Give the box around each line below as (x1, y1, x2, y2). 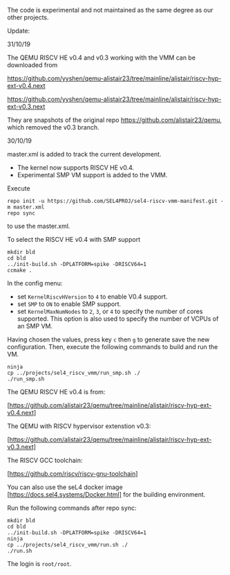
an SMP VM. (17, 322, 53, 330)
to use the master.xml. (7, 222, 70, 230)
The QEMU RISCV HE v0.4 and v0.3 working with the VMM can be (7, 53, 195, 62)
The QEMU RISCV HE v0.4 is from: (7, 388, 106, 396)
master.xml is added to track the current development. (7, 150, 162, 158)
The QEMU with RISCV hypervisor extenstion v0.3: (7, 422, 151, 430)
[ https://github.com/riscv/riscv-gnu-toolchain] (7, 470, 138, 477)
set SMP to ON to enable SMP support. (17, 300, 122, 308)
